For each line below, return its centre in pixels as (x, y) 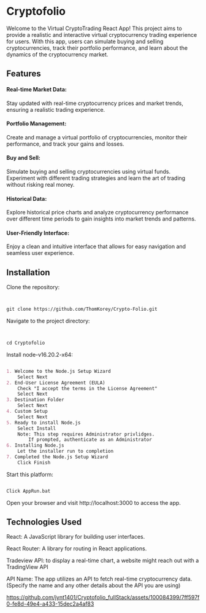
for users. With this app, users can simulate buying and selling (85, 41)
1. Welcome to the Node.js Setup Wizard (59, 371)
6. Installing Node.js (35, 446)
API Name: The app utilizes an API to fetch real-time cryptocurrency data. (99, 579)
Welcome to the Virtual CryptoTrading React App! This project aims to (94, 28)
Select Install (37, 428)
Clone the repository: (33, 287)
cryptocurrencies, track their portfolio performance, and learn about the (97, 48)
